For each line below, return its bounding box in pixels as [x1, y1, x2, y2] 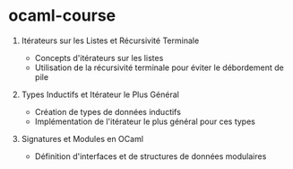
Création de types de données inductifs [34, 106, 181, 117]
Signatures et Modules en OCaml [21, 133, 144, 144]
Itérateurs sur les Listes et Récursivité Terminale [21, 35, 200, 46]
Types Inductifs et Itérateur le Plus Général [21, 89, 180, 100]
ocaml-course [8, 5, 116, 26]
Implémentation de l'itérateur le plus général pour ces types [34, 116, 256, 127]
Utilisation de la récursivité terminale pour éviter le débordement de [34, 62, 284, 73]
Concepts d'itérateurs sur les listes [34, 52, 164, 63]
